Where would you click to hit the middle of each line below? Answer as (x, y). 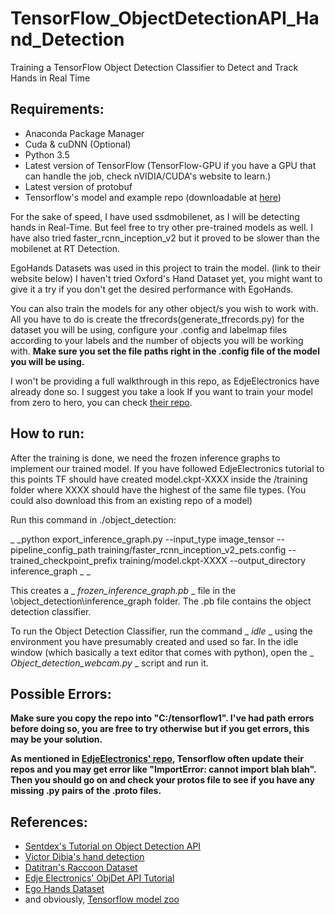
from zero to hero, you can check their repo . (101, 402)
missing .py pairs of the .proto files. (86, 791)
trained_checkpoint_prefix (64, 560)
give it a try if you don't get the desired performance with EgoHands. (152, 289)
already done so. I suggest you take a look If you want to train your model (161, 391)
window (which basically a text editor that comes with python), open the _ (162, 652)
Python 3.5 (47, 154)
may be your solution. (56, 739)
